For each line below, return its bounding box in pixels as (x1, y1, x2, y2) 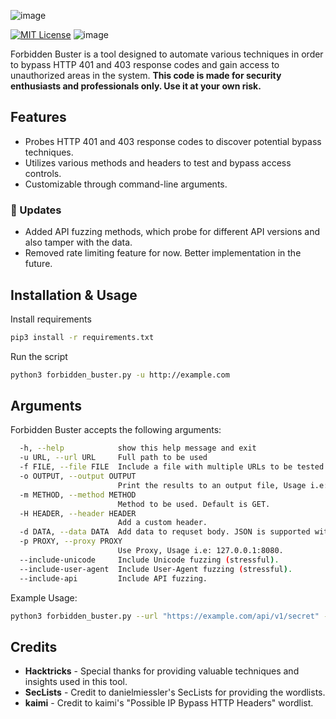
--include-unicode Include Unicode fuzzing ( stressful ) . (19, 555, 280, 565)
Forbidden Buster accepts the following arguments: (10, 424, 222, 436)
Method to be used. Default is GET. (117, 499, 271, 509)
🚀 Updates (10, 203, 62, 217)
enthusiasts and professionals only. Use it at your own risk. (10, 80, 262, 92)
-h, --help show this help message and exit (19, 443, 257, 454)
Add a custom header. (117, 518, 208, 528)
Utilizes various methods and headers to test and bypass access (24, 156, 292, 169)
